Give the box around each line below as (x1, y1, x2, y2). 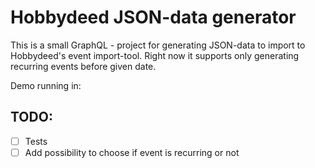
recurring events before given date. (10, 60, 157, 72)
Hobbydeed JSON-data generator (10, 6, 297, 29)
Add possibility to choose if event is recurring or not (24, 146, 240, 158)
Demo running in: (10, 79, 82, 91)
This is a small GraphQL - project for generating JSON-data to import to (10, 39, 306, 51)
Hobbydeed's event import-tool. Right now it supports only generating (10, 49, 300, 61)
